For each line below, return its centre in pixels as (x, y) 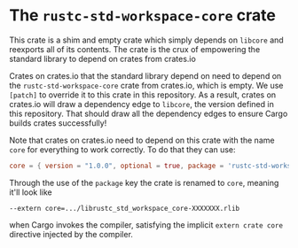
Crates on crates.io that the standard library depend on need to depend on (145, 75)
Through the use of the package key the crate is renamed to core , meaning (144, 182)
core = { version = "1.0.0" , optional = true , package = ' (121, 166)
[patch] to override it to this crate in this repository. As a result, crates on (143, 95)
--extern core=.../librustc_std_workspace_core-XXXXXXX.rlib (125, 208)
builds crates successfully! (58, 123)
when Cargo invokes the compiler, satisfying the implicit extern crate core (146, 225)
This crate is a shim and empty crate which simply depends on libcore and (146, 40)
